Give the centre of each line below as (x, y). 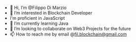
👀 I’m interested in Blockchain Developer (51, 13)
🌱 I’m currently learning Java (39, 23)
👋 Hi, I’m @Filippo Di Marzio (38, 8)
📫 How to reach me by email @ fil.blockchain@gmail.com (68, 34)
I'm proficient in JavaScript (37, 18)
